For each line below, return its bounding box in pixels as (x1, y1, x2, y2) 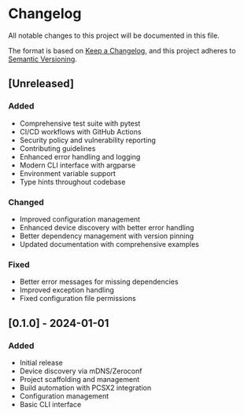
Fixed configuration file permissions (19, 294, 136, 303)
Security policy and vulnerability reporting (19, 135, 156, 145)
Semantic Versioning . (8, 54, 77, 64)
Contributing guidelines (19, 143, 96, 153)
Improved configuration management (19, 214, 140, 224)
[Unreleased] (8, 77, 75, 90)
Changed (8, 196, 45, 207)
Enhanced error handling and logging (19, 152, 141, 161)
